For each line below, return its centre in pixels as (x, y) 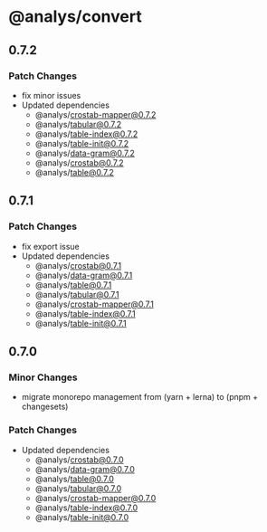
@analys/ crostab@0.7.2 (79, 162)
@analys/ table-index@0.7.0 (86, 508)
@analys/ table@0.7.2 (75, 172)
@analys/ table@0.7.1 (73, 285)
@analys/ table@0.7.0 (75, 479)
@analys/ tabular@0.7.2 (78, 124)
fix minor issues (51, 95)
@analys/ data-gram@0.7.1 (84, 275)
